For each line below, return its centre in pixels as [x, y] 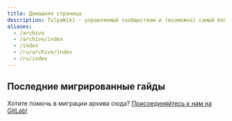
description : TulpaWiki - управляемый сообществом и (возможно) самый [111, 20]
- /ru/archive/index [43, 53]
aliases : [20, 26]
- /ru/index [31, 59]
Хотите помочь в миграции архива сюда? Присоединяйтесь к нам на [109, 103]
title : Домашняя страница [44, 13]
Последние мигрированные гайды [86, 87]
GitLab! [17, 111]
